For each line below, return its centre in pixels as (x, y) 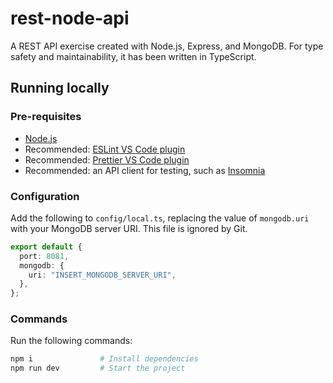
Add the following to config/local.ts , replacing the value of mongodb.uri (160, 218)
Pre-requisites (46, 117)
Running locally (60, 88)
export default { (46, 247)
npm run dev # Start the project (98, 368)
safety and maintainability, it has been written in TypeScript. (133, 56)
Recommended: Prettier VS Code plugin (107, 159)
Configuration (45, 196)
